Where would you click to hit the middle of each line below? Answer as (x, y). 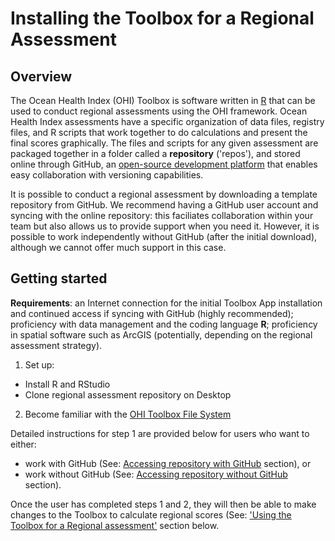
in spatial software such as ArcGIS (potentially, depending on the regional (161, 334)
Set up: (39, 364)
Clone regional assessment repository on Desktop (128, 394)
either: (23, 444)
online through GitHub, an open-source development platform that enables (164, 164)
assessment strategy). (56, 345)
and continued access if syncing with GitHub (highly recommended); (152, 313)
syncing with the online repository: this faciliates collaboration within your (162, 215)
